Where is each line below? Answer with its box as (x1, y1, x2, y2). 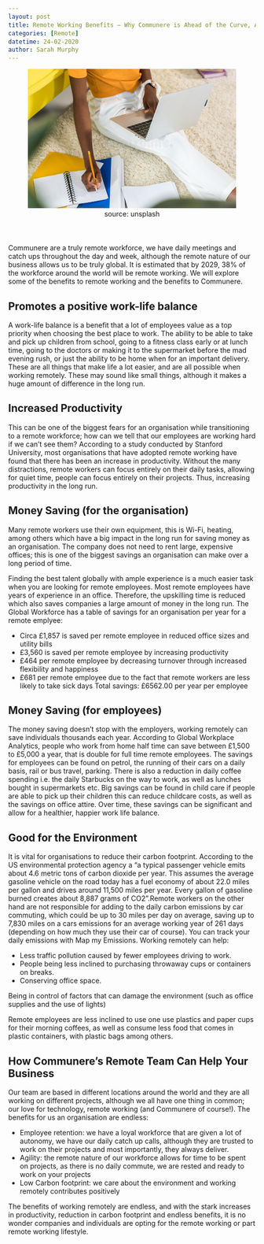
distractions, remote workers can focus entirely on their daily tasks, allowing (8, 465, 255, 474)
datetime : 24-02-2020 (8, 38, 79, 46)
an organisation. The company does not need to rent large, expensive (8, 542, 233, 551)
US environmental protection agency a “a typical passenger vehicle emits (8, 861, 246, 870)
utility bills (19, 639, 53, 649)
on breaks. (19, 968, 55, 977)
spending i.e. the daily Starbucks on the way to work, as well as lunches (8, 775, 241, 784)
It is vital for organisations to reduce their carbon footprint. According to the (8, 852, 254, 861)
